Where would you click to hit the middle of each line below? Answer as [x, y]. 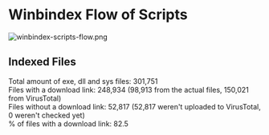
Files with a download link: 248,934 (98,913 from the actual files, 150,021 [128, 89]
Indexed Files [42, 62]
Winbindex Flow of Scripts [98, 15]
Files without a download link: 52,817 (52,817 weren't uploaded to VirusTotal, [134, 106]
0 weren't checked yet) [47, 115]
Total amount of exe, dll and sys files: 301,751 [83, 81]
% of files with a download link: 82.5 [68, 123]
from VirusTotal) [35, 98]
